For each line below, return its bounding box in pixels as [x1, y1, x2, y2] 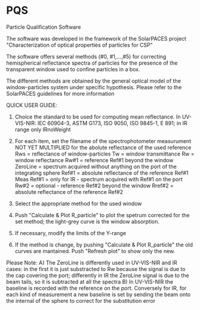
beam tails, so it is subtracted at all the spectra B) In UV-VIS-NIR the [6, 278, 174, 285]
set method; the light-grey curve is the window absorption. [14, 218, 160, 225]
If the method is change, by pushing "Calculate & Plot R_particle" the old [14, 241, 193, 248]
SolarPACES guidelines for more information [6, 90, 115, 97]
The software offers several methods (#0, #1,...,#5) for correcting [6, 53, 167, 60]
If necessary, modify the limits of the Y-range [14, 229, 127, 236]
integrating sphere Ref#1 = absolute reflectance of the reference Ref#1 [14, 169, 189, 177]
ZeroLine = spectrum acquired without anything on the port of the [14, 163, 177, 170]
